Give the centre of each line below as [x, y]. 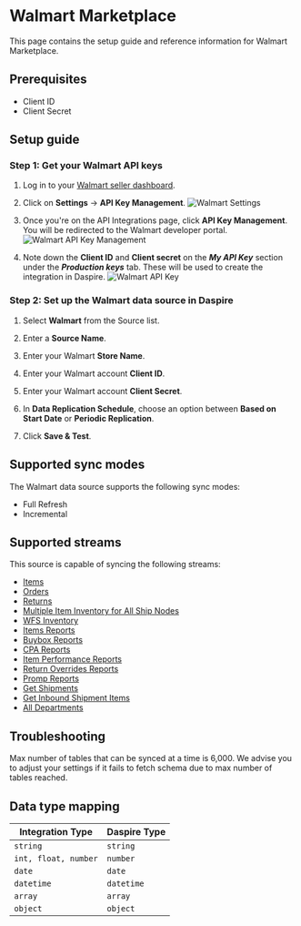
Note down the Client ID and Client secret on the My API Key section [153, 258]
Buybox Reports [53, 640]
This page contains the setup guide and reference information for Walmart [149, 41]
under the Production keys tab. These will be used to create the [143, 267]
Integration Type [56, 831]
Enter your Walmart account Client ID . [94, 373]
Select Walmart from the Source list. [91, 321]
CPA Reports [46, 650]
